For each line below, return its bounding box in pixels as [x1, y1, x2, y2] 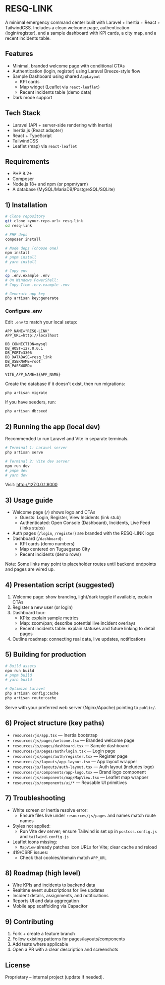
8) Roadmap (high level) [5, 869, 81, 877]
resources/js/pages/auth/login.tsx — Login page [12, 748, 115, 754]
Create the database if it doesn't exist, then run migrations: [5, 381, 125, 387]
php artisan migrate [5, 390, 48, 395]
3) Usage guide [5, 496, 54, 504]
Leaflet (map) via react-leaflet [12, 143, 77, 149]
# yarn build [5, 677, 32, 682]
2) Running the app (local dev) [5, 422, 101, 431]
